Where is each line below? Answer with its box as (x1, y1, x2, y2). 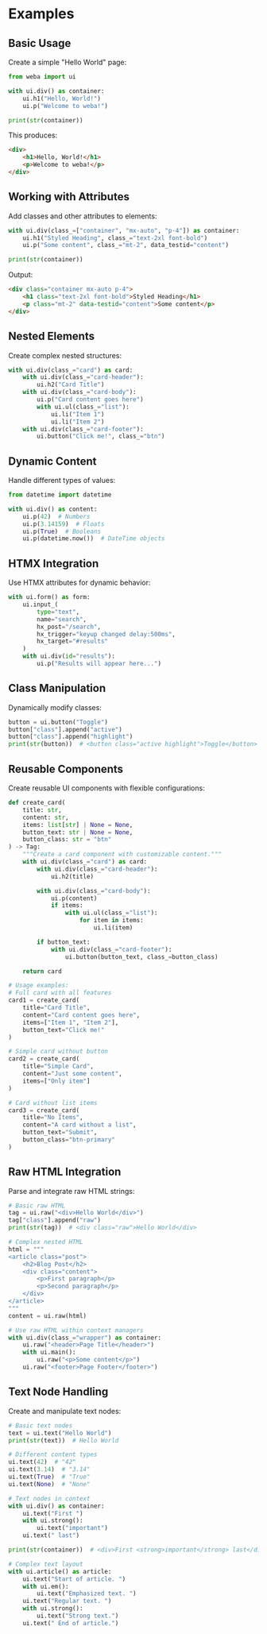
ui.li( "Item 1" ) (50, 410, 105, 418)
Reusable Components (8, 762, 124, 775)
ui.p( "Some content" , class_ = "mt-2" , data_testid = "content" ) (22, 241, 229, 249)
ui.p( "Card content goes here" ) (37, 396, 145, 404)
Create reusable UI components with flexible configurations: (8, 783, 205, 793)
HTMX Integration (8, 557, 99, 570)
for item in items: (79, 917, 145, 925)
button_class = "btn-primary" (22, 1136, 115, 1144)
